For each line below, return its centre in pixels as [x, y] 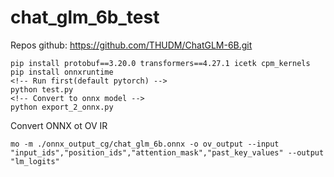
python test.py [42, 89]
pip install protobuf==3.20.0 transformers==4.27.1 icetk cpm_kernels [160, 63]
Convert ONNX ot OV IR [59, 125]
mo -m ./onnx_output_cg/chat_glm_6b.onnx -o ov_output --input [145, 144]
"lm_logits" [35, 161]
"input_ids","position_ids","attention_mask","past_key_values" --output [167, 152]
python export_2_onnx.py [62, 107]
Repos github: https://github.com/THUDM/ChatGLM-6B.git [131, 45]
